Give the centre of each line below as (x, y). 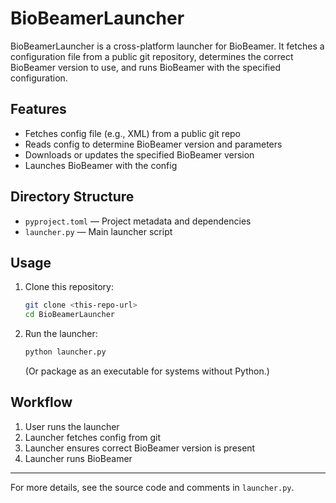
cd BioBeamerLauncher (69, 315)
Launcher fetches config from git (93, 437)
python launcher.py (65, 352)
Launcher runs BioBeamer (78, 458)
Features (38, 109)
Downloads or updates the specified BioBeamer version (139, 154)
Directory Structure (72, 197)
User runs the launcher (72, 426)
